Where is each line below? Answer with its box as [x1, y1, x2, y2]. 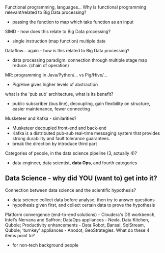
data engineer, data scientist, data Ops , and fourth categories [12, 160, 137, 166]
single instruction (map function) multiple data [12, 38, 106, 44]
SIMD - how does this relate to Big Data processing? [5, 29, 111, 34]
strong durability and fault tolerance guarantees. [12, 136, 110, 141]
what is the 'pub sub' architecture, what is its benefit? [5, 91, 114, 97]
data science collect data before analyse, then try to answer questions [12, 197, 155, 203]
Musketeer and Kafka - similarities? [5, 115, 77, 121]
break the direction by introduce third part [12, 141, 97, 146]
